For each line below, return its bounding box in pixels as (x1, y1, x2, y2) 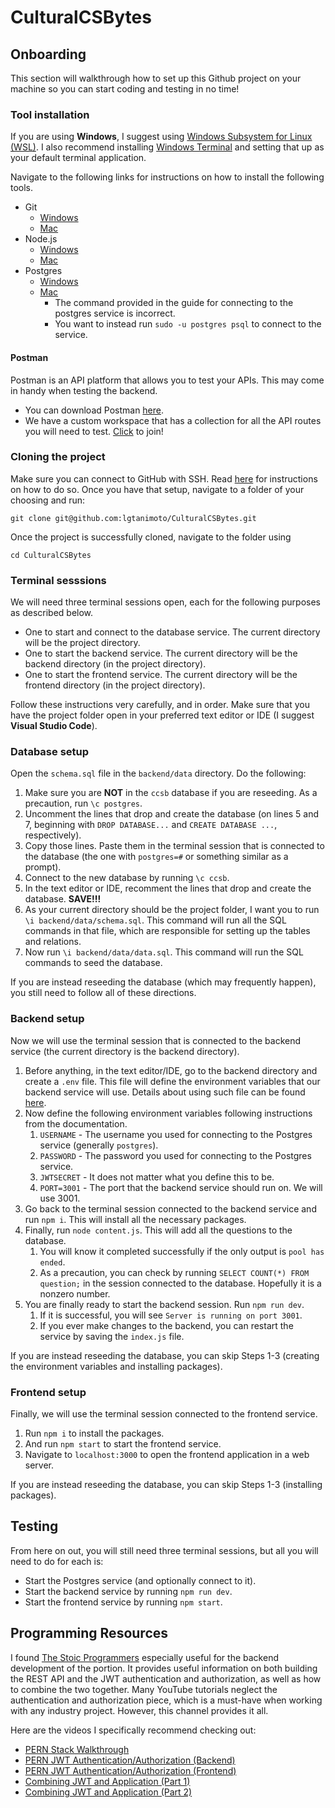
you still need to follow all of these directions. (10, 987, 197, 999)
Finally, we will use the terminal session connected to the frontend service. (10, 1407, 318, 1420)
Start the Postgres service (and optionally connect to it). (24, 1574, 257, 1586)
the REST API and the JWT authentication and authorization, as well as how (10, 1672, 322, 1685)
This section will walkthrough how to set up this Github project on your (10, 72, 302, 84)
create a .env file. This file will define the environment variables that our (24, 1075, 321, 1087)
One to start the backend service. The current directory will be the (24, 647, 298, 660)
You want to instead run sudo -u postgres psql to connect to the (54, 318, 322, 330)
